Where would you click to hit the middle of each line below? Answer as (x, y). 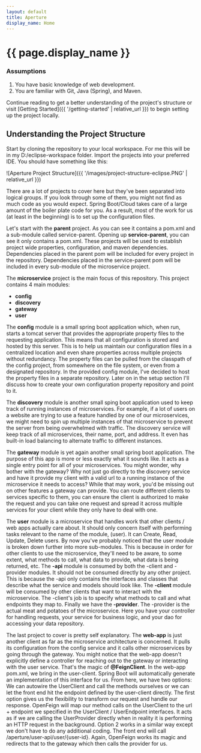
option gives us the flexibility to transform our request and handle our (92, 699)
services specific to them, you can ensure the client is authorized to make (97, 497)
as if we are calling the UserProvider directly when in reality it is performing (100, 718)
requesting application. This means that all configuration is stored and (92, 339)
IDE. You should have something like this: (57, 161)
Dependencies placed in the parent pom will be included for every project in (100, 253)
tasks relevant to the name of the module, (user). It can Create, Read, (92, 534)
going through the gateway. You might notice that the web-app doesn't (94, 654)
